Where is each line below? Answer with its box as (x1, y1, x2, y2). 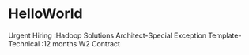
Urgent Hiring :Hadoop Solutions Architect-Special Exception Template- (8, 31, 242, 40)
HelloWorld (8, 5, 83, 23)
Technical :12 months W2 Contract (8, 38, 121, 48)
